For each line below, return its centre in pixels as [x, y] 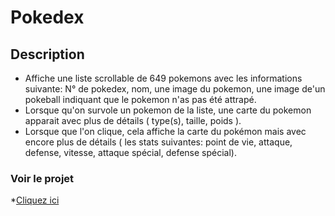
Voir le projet [42, 178]
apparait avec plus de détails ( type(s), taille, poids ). [133, 120]
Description [47, 54]
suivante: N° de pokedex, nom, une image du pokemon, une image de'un [175, 89]
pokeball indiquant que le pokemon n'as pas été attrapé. [140, 99]
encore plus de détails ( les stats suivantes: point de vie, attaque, [158, 142]
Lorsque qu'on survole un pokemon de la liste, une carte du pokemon [168, 110]
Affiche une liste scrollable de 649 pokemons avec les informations [163, 78]
